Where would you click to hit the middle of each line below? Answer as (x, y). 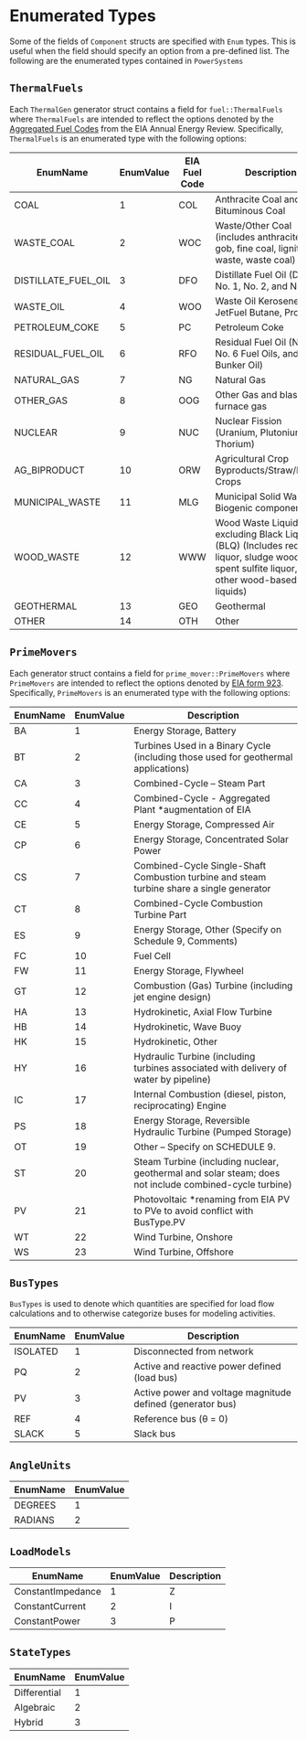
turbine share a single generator (202, 888)
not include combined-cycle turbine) (213, 1184)
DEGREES (35, 1505)
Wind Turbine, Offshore (184, 1252)
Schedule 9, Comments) (186, 941)
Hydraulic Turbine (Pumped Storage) (213, 1132)
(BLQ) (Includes (249, 545)
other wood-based (256, 580)
